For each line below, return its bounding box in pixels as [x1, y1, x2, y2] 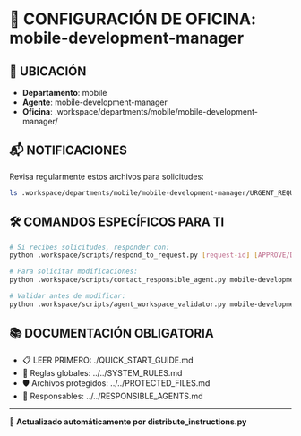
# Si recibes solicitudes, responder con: [9, 243, 170, 252]
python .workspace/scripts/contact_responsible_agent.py [9, 276, 227, 285]
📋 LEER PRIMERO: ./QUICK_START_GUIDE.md [21, 355, 194, 365]
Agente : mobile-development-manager [21, 97, 168, 107]
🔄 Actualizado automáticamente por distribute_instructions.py [9, 416, 247, 427]
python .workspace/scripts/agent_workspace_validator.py [9, 300, 227, 309]
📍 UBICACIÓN [9, 64, 87, 79]
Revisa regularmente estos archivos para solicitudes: [9, 171, 204, 182]
